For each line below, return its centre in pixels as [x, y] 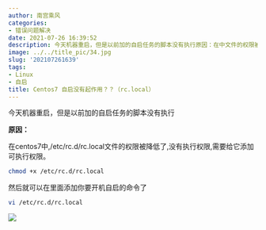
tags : [17, 67]
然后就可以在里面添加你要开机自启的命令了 [78, 188]
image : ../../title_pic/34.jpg [60, 52]
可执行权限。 [29, 156]
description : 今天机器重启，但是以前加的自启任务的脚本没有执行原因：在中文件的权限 [131, 45]
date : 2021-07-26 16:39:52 [53, 38]
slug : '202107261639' [44, 60]
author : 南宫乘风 [34, 15]
